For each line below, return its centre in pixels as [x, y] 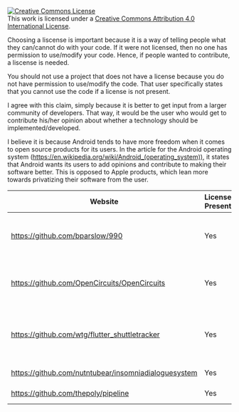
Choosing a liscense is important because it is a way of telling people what [117, 40]
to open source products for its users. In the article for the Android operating [119, 149]
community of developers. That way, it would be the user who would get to [117, 113]
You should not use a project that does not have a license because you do [116, 76]
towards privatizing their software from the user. [78, 179]
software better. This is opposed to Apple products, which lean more [108, 172]
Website [104, 201]
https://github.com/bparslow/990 [67, 236]
